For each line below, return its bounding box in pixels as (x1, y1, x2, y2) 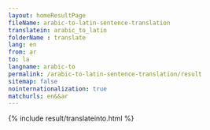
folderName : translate (8, 33, 87, 42)
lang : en (8, 41, 37, 49)
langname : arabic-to (8, 63, 76, 71)
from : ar (8, 48, 37, 56)
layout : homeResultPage (8, 11, 87, 20)
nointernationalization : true (8, 84, 108, 93)
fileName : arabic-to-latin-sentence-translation (8, 19, 171, 27)
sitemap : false (8, 77, 58, 85)
